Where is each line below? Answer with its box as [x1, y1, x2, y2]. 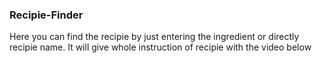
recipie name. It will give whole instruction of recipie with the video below [9, 41, 312, 53]
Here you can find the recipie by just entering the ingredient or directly [9, 31, 300, 43]
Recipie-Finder [9, 8, 84, 22]
